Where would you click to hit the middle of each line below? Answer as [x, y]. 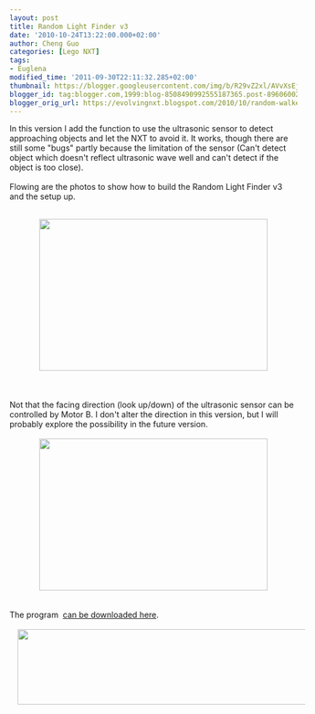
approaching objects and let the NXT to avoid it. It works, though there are [149, 139]
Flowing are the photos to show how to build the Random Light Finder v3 [146, 187]
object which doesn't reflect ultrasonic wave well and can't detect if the [144, 158]
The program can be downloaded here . [84, 615]
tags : [20, 60]
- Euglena [28, 69]
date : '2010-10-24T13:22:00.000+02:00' [85, 35]
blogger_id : [32, 94]
